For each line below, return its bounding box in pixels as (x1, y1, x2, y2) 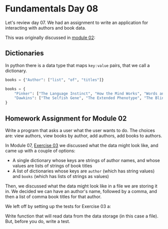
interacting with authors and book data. (5, 24, 86, 30)
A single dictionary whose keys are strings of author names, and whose (12, 157, 160, 163)
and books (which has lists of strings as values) (12, 173, 109, 179)
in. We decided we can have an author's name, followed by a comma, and (5, 188, 157, 194)
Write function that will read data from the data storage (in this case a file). (5, 213, 158, 219)
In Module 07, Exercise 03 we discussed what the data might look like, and (5, 142, 158, 148)
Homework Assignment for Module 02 (5, 114, 127, 122)
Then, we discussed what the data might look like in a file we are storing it (5, 183, 157, 189)
